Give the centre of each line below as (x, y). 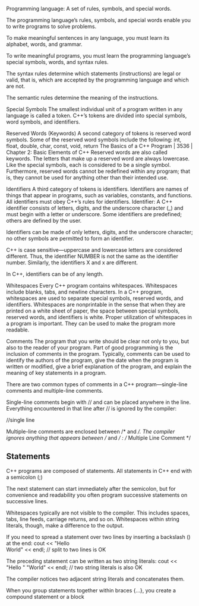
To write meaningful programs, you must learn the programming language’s (99, 56)
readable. (18, 330)
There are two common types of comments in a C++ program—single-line (97, 384)
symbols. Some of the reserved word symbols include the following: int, (94, 140)
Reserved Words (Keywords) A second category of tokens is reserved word (99, 133)
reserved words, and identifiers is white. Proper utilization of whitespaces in (99, 317)
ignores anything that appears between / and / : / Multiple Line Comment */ (99, 438)
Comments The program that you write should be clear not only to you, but (98, 341)
